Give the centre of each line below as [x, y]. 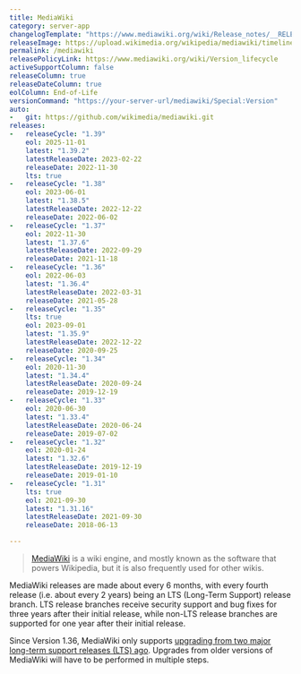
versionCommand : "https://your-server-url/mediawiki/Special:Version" [144, 101]
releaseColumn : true [48, 76]
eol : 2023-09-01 [56, 326]
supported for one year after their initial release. [98, 623]
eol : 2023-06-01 [56, 192]
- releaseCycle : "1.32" [57, 442]
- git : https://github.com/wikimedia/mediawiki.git [112, 117]
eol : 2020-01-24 [56, 450]
